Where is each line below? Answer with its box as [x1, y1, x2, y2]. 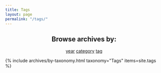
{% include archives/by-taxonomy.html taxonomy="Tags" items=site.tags [5, 58, 156, 64]
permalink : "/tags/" [5, 16, 48, 21]
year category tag [65, 48, 102, 54]
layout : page [5, 12, 32, 17]
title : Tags [5, 7, 30, 12]
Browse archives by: [51, 35, 116, 43]
